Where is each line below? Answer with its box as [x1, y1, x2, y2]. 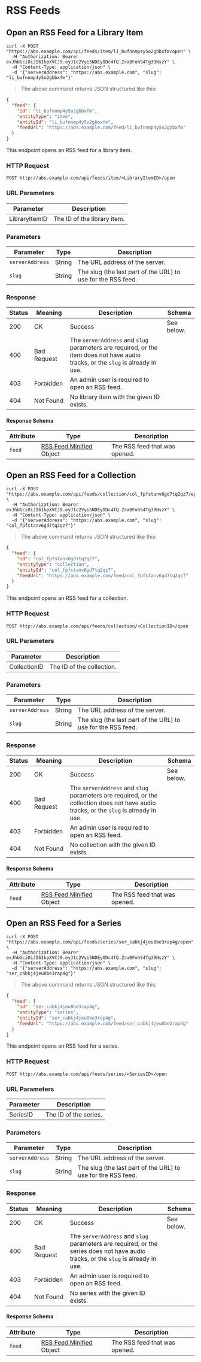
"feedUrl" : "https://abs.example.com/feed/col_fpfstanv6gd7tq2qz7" [17, 572, 188, 578]
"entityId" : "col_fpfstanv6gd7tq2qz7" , [17, 567, 117, 573]
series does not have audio [69, 1246, 146, 1255]
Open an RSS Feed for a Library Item [6, 28, 144, 38]
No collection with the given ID [69, 841, 156, 849]
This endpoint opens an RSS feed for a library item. [6, 147, 132, 153]
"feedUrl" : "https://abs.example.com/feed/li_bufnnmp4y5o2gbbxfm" [17, 125, 186, 131]
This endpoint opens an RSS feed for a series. [6, 1042, 120, 1049]
